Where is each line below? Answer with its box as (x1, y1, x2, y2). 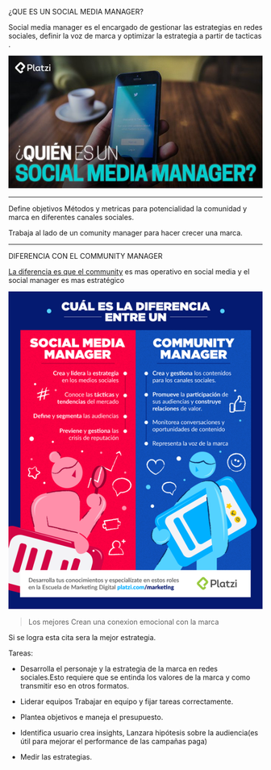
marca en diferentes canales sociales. (8, 213, 135, 223)
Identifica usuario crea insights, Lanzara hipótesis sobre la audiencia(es (19, 728, 259, 738)
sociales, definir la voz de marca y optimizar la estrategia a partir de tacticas (8, 31, 262, 40)
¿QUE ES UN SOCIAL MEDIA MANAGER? (8, 7, 144, 16)
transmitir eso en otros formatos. (19, 681, 130, 691)
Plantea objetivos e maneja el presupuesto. (19, 713, 164, 722)
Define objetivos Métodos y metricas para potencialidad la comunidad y (8, 204, 248, 214)
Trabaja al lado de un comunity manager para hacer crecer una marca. (8, 228, 244, 238)
